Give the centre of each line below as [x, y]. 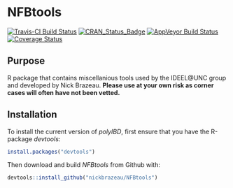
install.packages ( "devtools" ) [51, 152]
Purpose [26, 61]
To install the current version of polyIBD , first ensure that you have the [108, 131]
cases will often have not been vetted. [64, 92]
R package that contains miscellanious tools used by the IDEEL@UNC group [117, 78]
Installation [32, 115]
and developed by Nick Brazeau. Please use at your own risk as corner [111, 85]
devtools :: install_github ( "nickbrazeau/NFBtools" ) [83, 178]
